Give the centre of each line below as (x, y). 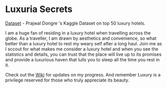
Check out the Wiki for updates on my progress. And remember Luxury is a (83, 74)
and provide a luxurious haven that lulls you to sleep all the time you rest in (82, 59)
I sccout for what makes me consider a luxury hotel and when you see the (82, 49)
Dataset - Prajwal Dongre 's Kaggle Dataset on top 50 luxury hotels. (75, 23)
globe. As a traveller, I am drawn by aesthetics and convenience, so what (81, 38)
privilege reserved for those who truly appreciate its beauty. (67, 80)
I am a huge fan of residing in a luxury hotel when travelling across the (78, 33)
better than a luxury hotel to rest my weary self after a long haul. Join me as (83, 43)
